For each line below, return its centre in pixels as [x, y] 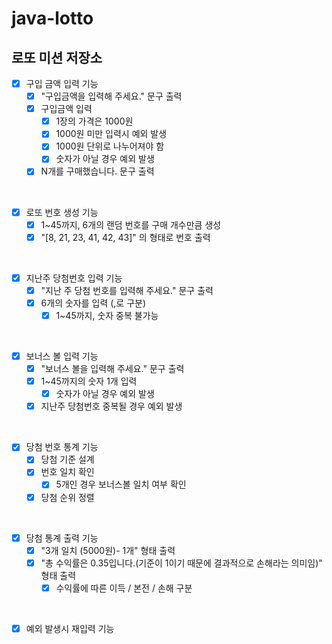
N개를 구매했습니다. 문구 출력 [97, 171]
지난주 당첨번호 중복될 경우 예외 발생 [111, 406]
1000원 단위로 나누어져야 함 [110, 146]
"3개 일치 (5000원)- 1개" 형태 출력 [108, 550]
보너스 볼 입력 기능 [62, 356]
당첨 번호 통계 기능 [62, 447]
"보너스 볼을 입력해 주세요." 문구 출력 [112, 368]
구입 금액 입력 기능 [62, 83]
